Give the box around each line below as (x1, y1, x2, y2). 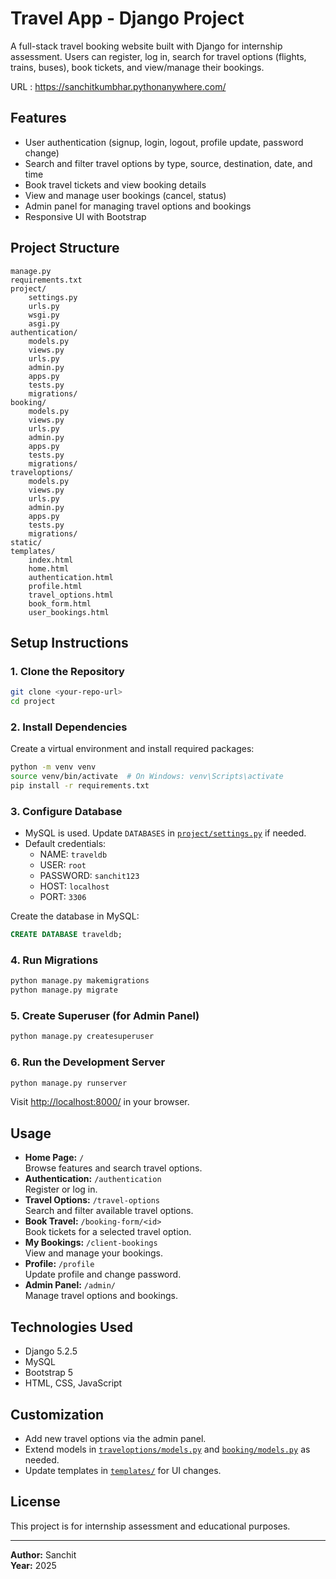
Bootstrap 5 (24, 1367, 74, 1379)
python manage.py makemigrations (10, 976, 150, 986)
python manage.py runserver (10, 1078, 128, 1088)
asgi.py (28, 318, 60, 329)
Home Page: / (24, 1152, 85, 1164)
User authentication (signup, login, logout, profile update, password (24, 136, 304, 148)
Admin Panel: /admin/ (24, 1279, 116, 1291)
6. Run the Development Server (10, 1055, 166, 1069)
